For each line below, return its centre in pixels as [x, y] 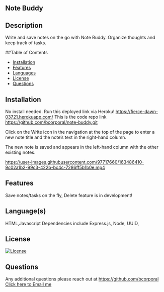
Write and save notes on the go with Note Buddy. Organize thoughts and [80, 38]
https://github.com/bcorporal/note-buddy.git [52, 122]
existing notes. [20, 152]
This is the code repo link [80, 117]
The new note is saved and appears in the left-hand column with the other [82, 147]
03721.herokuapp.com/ [29, 117]
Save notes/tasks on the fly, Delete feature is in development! [69, 195]
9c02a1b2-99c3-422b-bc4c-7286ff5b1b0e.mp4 [55, 167]
